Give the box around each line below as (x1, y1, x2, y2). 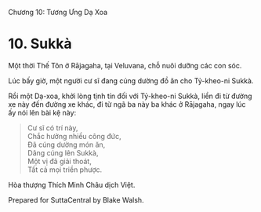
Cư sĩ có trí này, (27, 122, 78, 133)
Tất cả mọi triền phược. (27, 165, 103, 174)
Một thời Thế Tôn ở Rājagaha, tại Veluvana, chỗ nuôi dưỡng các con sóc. (8, 60, 242, 70)
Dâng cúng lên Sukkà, (27, 148, 99, 157)
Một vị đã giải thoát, (27, 156, 92, 166)
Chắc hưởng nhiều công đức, (27, 131, 121, 141)
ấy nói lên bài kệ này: (8, 108, 77, 117)
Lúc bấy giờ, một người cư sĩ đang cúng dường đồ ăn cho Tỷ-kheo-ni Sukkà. (8, 75, 254, 86)
